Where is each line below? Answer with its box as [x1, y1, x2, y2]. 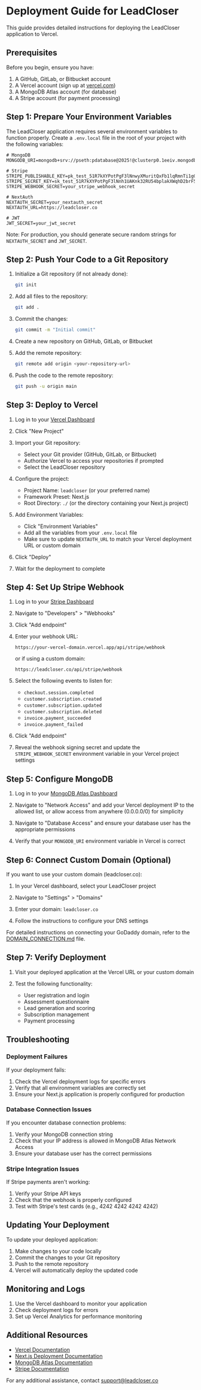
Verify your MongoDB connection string [14, 1130, 113, 1138]
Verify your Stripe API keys [14, 1190, 82, 1197]
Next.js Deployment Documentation [14, 1352, 103, 1359]
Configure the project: [14, 475, 70, 482]
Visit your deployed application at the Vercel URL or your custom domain [14, 968, 194, 975]
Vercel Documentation [14, 1346, 71, 1353]
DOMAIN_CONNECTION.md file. [6, 935, 86, 942]
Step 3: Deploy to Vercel [6, 400, 99, 410]
